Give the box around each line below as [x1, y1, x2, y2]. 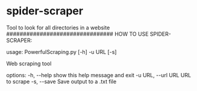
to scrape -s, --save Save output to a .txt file [6, 78, 117, 85]
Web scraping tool [6, 60, 52, 67]
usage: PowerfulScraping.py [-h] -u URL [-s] [6, 48, 117, 55]
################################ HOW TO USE [6, 30, 149, 37]
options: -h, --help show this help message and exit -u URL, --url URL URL [6, 71, 192, 78]
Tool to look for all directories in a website [6, 24, 110, 31]
